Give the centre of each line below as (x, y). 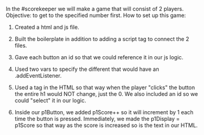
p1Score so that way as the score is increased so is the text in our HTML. (106, 125)
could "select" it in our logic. (50, 100)
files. (21, 46)
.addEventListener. (38, 75)
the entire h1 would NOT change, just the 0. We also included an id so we (106, 94)
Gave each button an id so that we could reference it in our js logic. (99, 57)
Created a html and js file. (47, 27)
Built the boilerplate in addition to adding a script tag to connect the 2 (102, 39)
